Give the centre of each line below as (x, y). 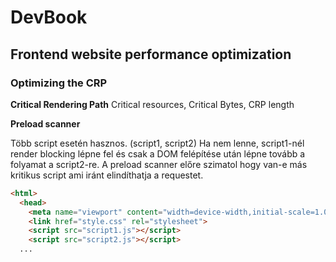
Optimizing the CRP (59, 83)
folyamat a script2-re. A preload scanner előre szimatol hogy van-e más (159, 164)
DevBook (49, 17)
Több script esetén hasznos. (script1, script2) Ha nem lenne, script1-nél (157, 143)
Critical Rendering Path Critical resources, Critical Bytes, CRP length (152, 104)
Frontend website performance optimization (151, 54)
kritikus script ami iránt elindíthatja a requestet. (107, 175)
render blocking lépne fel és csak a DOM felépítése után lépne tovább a (158, 153)
